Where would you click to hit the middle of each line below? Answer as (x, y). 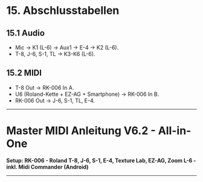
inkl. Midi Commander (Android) (47, 167)
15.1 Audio (26, 33)
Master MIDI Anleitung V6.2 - (81, 130)
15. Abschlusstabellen (63, 11)
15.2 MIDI (24, 73)
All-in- (175, 130)
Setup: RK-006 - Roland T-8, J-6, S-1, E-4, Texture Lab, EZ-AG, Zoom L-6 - (101, 160)
